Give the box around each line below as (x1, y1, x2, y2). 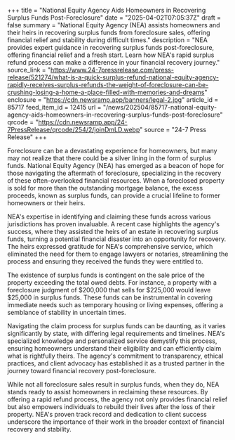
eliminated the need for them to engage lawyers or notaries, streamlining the (7, 250, 229, 258)
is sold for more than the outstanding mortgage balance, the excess (7, 184, 203, 192)
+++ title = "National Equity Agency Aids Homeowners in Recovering (7, 6, 206, 14)
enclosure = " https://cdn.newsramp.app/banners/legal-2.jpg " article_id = (7, 96, 219, 104)
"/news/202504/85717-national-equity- (102, 103, 217, 111)
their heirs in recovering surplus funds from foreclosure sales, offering (7, 28, 210, 37)
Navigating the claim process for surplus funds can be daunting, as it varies (7, 322, 226, 330)
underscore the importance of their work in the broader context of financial (7, 418, 224, 426)
